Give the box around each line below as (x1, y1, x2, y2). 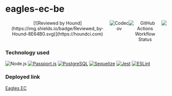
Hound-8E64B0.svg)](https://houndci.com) (12, 31, 103, 37)
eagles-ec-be (5, 3, 65, 15)
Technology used (5, 49, 50, 56)
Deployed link (5, 74, 40, 81)
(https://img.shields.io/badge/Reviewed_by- (11, 25, 104, 31)
